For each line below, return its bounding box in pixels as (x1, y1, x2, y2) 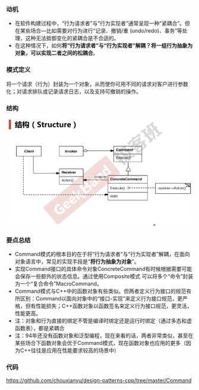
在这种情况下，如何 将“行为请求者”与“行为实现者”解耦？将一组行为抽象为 (14, 42, 193, 49)
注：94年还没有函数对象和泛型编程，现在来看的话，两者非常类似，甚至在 (14, 332, 194, 339)
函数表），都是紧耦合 (14, 325, 65, 332)
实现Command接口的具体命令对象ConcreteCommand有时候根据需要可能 (14, 266, 192, 273)
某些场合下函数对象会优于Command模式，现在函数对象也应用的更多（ (14, 340, 186, 347)
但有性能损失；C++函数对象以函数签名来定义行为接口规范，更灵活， (25, 302, 192, 309)
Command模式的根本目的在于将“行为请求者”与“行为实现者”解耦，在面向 (14, 251, 190, 258)
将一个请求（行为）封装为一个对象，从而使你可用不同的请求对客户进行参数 (6, 80, 188, 87)
